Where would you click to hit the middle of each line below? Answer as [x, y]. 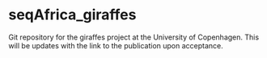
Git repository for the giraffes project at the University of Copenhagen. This [134, 37]
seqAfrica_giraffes [72, 15]
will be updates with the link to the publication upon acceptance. [116, 45]
